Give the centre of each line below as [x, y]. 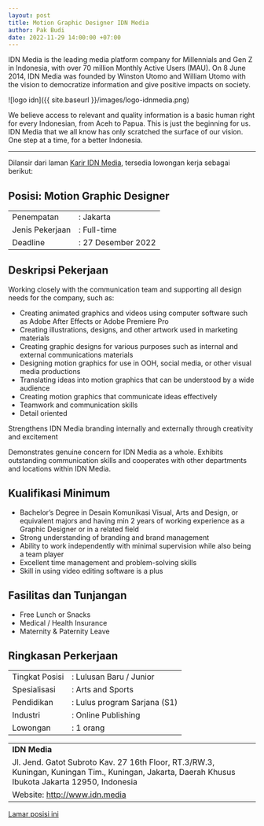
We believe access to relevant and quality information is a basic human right [132, 116]
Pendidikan [33, 703]
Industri [26, 715]
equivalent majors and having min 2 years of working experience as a [132, 520]
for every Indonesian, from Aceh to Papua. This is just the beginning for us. [130, 123]
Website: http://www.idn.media [69, 795]
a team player [42, 554]
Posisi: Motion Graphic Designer [89, 196]
